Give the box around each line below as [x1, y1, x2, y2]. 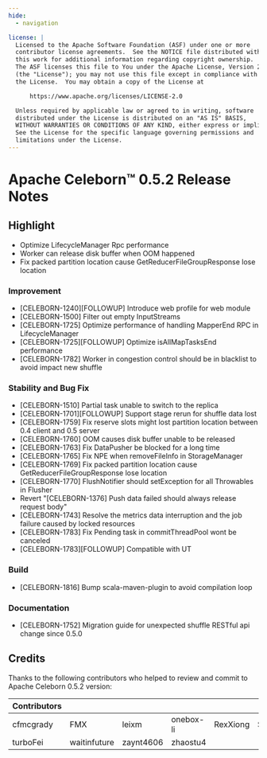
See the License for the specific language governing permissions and [15, 129, 254, 137]
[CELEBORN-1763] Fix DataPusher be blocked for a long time [19, 443, 220, 452]
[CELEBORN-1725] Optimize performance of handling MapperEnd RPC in [19, 320, 259, 330]
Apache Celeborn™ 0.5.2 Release [8, 170, 231, 189]
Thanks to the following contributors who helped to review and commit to [8, 673, 248, 682]
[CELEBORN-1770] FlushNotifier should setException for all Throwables [19, 477, 254, 486]
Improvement [8, 285, 61, 296]
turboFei [12, 737, 44, 748]
